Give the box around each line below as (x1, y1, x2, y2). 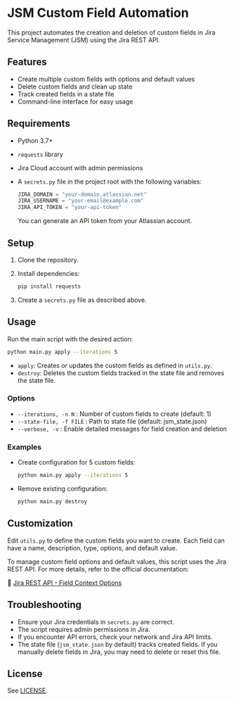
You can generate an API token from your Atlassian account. (17, 217, 193, 225)
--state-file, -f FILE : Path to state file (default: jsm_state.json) (17, 417, 207, 425)
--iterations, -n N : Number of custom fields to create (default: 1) (17, 410, 212, 418)
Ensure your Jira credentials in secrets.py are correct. (17, 617, 174, 626)
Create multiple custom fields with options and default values (17, 75, 195, 83)
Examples (7, 442, 42, 452)
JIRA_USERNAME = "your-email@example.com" (17, 197, 144, 205)
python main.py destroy (17, 498, 88, 505)
